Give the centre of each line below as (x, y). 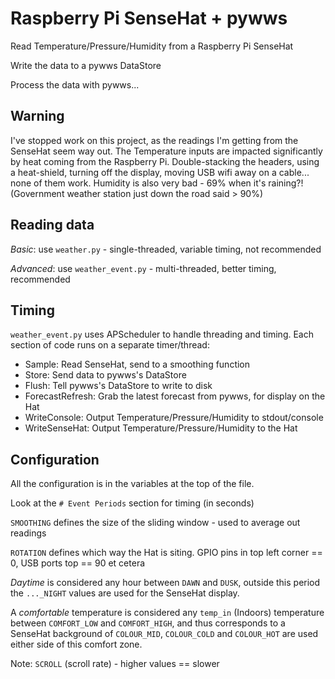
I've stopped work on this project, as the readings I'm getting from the (154, 140)
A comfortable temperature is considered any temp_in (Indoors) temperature (167, 613)
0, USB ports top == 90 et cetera (78, 563)
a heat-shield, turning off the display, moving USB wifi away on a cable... (160, 172)
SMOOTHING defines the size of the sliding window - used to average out (155, 523)
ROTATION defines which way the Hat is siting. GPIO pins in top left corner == (166, 553)
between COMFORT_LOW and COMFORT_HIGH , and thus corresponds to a (148, 623)
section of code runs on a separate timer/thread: (110, 345)
